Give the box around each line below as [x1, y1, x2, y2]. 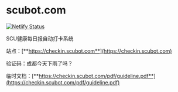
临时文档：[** [6, 72, 39, 79]
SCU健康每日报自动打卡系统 [6, 35, 74, 42]
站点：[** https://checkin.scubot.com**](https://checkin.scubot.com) [6, 47, 172, 54]
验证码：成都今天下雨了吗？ [6, 60, 73, 67]
